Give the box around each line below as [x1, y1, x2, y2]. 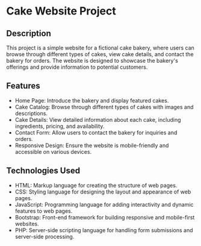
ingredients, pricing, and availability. [14, 122, 105, 130]
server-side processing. [14, 233, 75, 240]
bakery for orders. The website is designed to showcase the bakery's [6, 57, 179, 64]
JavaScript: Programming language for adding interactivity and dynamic [14, 201, 194, 208]
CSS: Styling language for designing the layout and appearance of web [14, 188, 191, 195]
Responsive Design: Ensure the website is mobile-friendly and [14, 142, 169, 149]
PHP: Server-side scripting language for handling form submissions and [14, 226, 194, 233]
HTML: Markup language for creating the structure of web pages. [14, 181, 178, 189]
